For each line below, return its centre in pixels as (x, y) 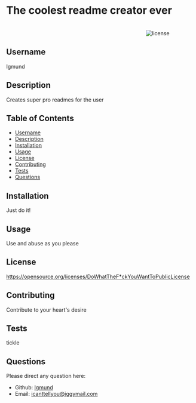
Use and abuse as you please (42, 243)
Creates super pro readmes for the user (55, 100)
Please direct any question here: (46, 376)
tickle (13, 343)
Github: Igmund (34, 387)
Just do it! (19, 210)
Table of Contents (40, 118)
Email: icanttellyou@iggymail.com (56, 394)
